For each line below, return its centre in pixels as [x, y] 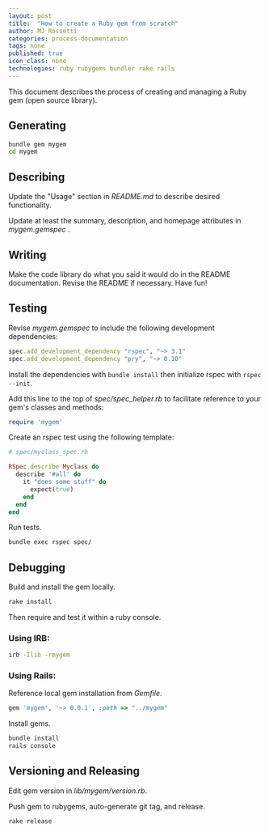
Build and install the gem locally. [62, 587]
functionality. [30, 205]
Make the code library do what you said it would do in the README [120, 274]
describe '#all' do [48, 474]
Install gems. [29, 724]
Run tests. [25, 528]
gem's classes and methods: [56, 407]
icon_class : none [38, 62]
